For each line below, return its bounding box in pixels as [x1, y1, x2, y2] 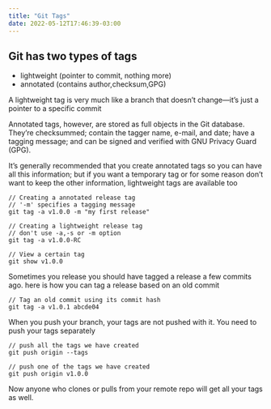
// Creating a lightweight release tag [8, 222, 143, 231]
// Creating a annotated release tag [8, 194, 136, 202]
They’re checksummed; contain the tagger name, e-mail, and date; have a [8, 128, 255, 138]
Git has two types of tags [8, 49, 138, 63]
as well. [8, 393, 34, 403]
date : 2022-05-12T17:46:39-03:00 [8, 19, 121, 28]
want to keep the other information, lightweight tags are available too [8, 178, 238, 188]
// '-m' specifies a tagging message [8, 201, 136, 209]
